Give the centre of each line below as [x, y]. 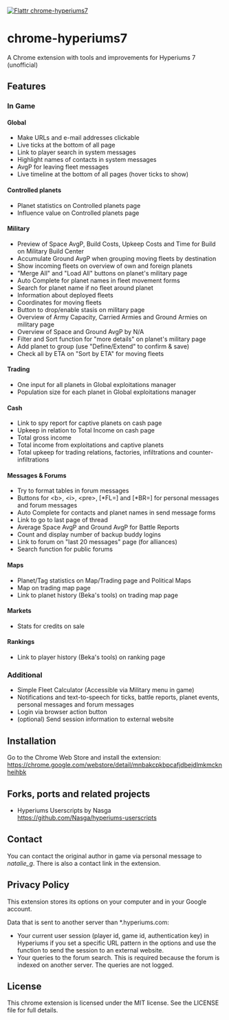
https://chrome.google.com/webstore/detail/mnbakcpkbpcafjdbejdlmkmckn [115, 765]
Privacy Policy [39, 885]
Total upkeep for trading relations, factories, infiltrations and [102, 452]
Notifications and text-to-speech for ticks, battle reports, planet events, [118, 697]
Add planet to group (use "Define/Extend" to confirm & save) [103, 346]
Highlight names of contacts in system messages [87, 160]
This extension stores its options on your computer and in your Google [107, 902]
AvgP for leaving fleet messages [63, 167]
